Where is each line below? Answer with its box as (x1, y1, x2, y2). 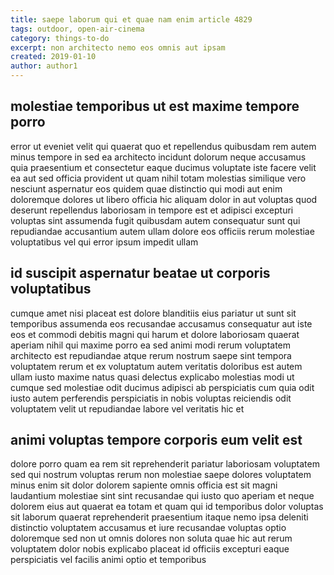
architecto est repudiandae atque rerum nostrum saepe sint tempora (10, 349, 292, 361)
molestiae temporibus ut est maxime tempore (10, 98, 300, 115)
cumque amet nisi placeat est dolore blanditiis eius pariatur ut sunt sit (10, 307, 297, 319)
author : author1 (10, 61, 78, 71)
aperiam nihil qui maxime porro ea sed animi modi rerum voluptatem (10, 339, 292, 351)
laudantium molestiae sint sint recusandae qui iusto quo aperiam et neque (10, 490, 315, 502)
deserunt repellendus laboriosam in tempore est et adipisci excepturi (10, 204, 294, 216)
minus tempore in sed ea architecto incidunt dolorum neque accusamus (10, 151, 307, 163)
